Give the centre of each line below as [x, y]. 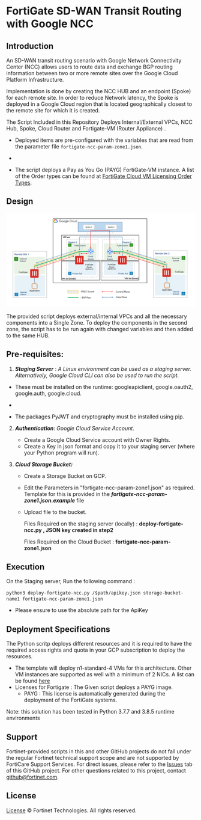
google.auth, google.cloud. [48, 393]
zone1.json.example [49, 500]
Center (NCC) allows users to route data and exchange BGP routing [89, 67]
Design [20, 202]
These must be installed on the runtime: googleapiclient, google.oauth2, [104, 387]
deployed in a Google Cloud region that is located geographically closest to [99, 104]
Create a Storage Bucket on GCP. [65, 476]
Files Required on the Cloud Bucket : [69, 542]
